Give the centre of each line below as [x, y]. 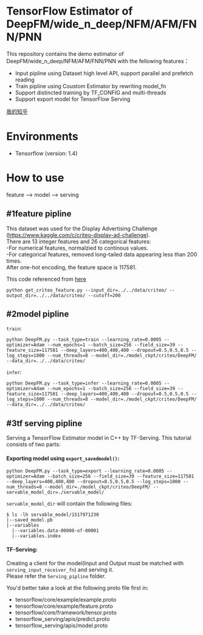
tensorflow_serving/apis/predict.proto [63, 619]
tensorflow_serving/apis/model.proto [61, 625]
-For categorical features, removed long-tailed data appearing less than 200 [102, 254]
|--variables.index [36, 536]
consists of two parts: [33, 444]
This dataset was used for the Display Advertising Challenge [82, 228]
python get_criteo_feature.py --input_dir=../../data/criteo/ [87, 290]
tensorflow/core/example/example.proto [66, 599]
